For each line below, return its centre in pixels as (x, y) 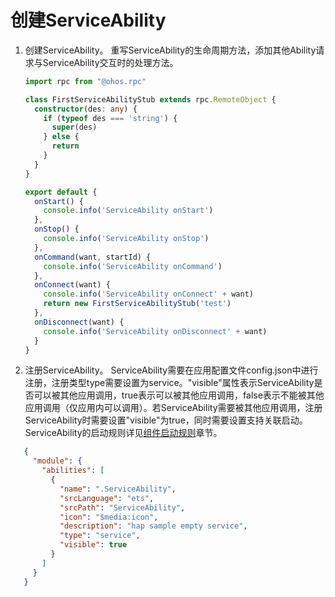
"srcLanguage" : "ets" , (107, 498)
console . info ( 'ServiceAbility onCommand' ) (133, 266)
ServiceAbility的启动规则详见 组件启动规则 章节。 (123, 433)
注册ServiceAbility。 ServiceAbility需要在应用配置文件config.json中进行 (171, 370)
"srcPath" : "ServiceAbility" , (122, 507)
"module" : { (57, 461)
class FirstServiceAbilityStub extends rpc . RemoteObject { (150, 99)
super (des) (74, 127)
